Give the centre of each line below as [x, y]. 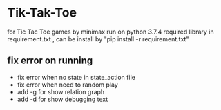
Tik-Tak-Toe [42, 13]
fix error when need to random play [68, 85]
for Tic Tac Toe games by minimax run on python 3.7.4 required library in [110, 32]
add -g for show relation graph [61, 91]
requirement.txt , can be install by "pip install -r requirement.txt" [98, 38]
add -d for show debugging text [63, 99]
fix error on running [50, 61]
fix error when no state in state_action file [76, 77]
